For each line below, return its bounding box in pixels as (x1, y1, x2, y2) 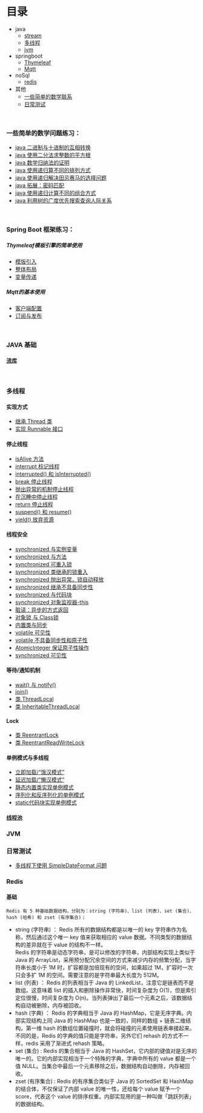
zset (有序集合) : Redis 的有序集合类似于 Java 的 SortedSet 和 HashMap (15, 1078, 194, 1085)
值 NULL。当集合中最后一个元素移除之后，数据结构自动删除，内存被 (15, 1063, 185, 1070)
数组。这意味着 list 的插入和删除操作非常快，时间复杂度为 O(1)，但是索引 (15, 987, 196, 994)
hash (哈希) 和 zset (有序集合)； (6, 915, 86, 921)
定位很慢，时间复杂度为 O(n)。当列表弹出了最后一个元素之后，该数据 (15, 994, 187, 1001)
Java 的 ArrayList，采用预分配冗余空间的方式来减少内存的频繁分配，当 (15, 956, 191, 964)
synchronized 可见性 (15, 651, 67, 658)
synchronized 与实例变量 (15, 545, 78, 552)
